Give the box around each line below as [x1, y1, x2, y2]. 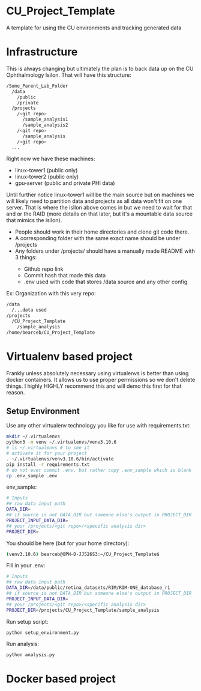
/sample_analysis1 [22, 116, 68, 122]
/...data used [11, 307, 47, 313]
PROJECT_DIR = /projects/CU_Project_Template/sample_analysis [6, 607, 160, 613]
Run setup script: [6, 618, 49, 625]
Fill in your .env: [6, 562, 46, 569]
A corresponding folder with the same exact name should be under [14, 235, 181, 242]
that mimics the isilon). [6, 217, 62, 224]
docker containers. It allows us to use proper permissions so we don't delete [6, 376, 196, 383]
